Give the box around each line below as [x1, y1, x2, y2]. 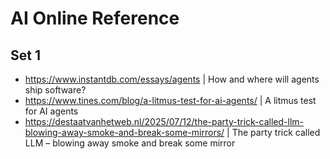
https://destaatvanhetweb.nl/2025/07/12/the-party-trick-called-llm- [24, 116, 304, 127]
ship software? [24, 84, 87, 96]
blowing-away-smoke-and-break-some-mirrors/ [24, 127, 225, 138]
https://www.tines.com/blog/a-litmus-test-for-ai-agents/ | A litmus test [24, 95, 317, 106]
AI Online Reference [10, 7, 180, 30]
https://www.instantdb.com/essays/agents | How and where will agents [24, 73, 320, 85]
